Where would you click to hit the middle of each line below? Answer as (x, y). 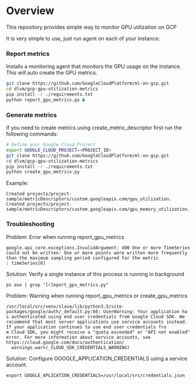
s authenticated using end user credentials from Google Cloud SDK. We (95, 316)
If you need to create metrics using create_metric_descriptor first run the (94, 128)
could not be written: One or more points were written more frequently (97, 253)
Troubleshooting (30, 224)
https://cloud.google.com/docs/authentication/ (65, 342)
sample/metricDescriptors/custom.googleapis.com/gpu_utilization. (89, 199)
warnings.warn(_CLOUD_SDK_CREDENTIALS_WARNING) (71, 348)
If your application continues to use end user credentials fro (86, 327)
